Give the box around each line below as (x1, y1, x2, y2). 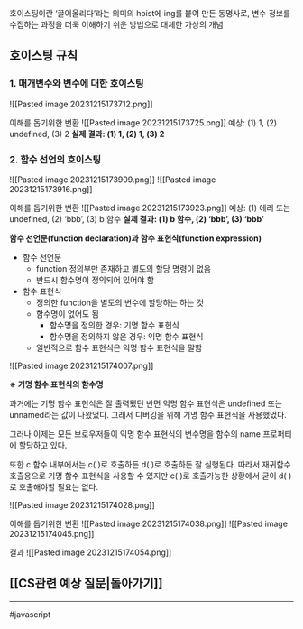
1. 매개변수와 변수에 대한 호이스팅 (9, 78, 144, 90)
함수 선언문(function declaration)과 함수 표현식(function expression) (9, 233, 262, 244)
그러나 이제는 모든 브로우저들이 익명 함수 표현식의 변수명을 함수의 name (9, 428, 262, 439)
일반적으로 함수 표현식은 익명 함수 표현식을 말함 (35, 342, 203, 353)
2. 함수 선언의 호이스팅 (9, 153, 102, 165)
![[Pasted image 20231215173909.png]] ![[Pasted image (9, 174, 216, 185)
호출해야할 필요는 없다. (18, 481, 99, 492)
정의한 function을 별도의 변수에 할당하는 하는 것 (35, 297, 205, 308)
